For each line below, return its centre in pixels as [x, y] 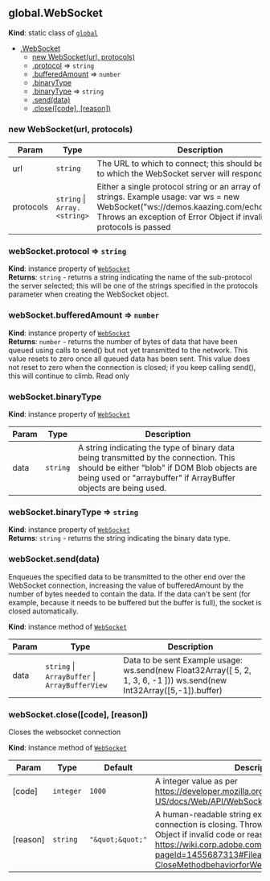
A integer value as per [197, 781]
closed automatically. [43, 611]
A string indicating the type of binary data [156, 448]
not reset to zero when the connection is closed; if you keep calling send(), [132, 367]
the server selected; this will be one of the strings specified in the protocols [133, 286]
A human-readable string [203, 814]
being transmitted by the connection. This [156, 457]
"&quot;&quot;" [119, 839]
